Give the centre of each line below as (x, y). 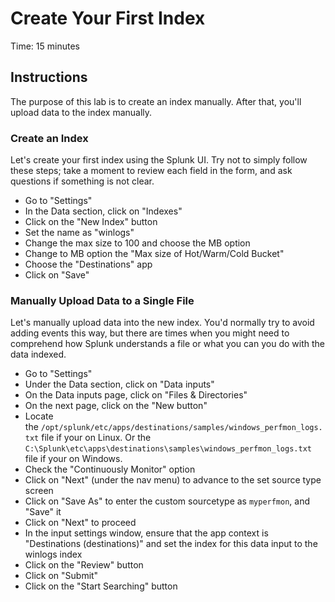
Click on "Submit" (61, 576)
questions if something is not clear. (82, 181)
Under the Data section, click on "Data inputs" (119, 384)
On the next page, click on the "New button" (116, 406)
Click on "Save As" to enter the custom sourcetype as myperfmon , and (167, 501)
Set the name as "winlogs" (79, 233)
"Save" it (43, 512)
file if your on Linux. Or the (96, 438)
